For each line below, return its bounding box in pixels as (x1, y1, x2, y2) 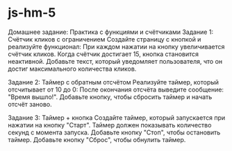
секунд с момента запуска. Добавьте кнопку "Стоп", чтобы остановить (8, 128, 221, 136)
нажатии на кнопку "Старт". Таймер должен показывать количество (8, 121, 212, 129)
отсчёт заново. (8, 100, 53, 108)
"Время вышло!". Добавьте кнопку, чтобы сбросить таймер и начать (8, 92, 213, 101)
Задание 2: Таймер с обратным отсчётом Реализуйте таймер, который (8, 78, 219, 86)
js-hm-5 (8, 5, 56, 21)
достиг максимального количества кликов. (8, 64, 137, 73)
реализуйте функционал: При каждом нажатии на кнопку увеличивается (8, 42, 225, 51)
